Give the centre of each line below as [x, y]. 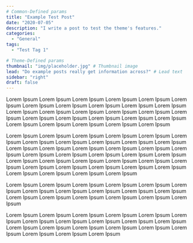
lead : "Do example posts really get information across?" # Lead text [94, 71]
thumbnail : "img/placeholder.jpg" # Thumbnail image [72, 66]
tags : [13, 45]
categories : [21, 34]
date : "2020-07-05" [30, 22]
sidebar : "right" [27, 77]
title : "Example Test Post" [41, 17]
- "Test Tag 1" [30, 50]
